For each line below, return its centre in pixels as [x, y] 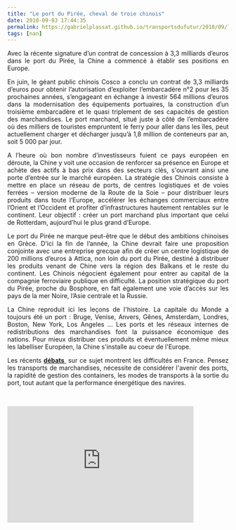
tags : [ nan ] [25, 33]
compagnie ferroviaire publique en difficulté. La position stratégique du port [118, 281]
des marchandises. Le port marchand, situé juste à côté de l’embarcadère [118, 119]
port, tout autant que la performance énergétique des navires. [97, 383]
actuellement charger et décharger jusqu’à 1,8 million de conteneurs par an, [118, 134]
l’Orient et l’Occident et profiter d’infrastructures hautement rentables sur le [118, 207]
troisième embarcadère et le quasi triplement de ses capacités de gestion [118, 112]
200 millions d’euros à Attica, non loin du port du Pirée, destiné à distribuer [118, 259]
